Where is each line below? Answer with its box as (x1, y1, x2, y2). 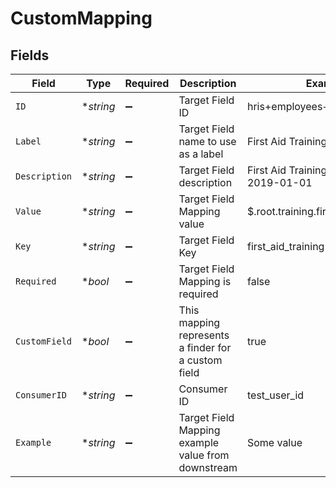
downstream (178, 461, 238, 474)
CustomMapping (10, 7, 153, 30)
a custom (178, 353, 223, 367)
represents (178, 328, 230, 342)
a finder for (178, 341, 232, 354)
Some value (246, 436, 303, 449)
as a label (178, 147, 224, 161)
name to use (178, 135, 237, 148)
